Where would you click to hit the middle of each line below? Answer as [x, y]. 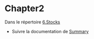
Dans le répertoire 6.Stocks [32, 22]
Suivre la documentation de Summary [50, 31]
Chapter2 [24, 9]
